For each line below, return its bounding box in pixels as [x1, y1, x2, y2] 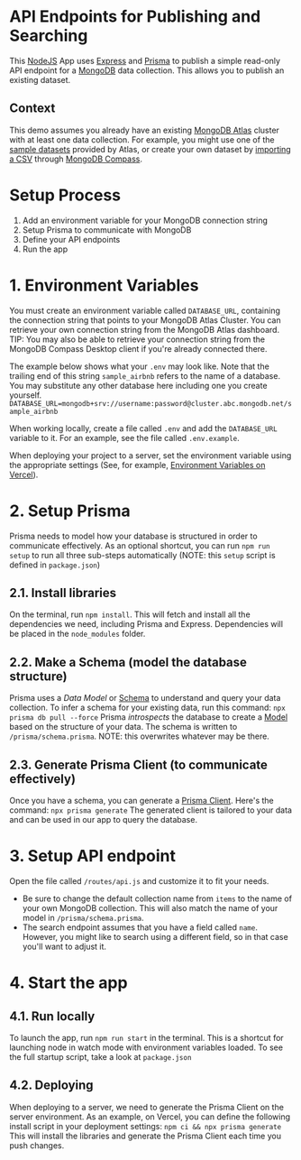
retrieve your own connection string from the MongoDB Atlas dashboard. [9, 324, 280, 335]
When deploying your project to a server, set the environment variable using [9, 449, 292, 461]
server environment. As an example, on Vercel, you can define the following [9, 1111, 291, 1122]
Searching [9, 25, 88, 46]
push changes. [9, 1139, 65, 1151]
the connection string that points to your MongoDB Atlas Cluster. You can [9, 314, 281, 326]
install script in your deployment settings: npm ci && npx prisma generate [9, 1120, 282, 1131]
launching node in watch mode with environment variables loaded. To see [9, 1042, 284, 1053]
